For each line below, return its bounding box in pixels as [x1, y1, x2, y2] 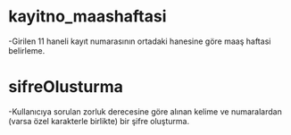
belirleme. [8, 45, 46, 55]
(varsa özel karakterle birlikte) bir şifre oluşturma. [8, 115, 190, 126]
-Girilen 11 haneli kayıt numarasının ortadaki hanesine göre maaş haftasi [8, 36, 271, 46]
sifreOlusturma [8, 77, 124, 97]
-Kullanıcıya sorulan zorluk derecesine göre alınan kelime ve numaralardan [8, 105, 282, 117]
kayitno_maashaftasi [8, 6, 167, 27]
